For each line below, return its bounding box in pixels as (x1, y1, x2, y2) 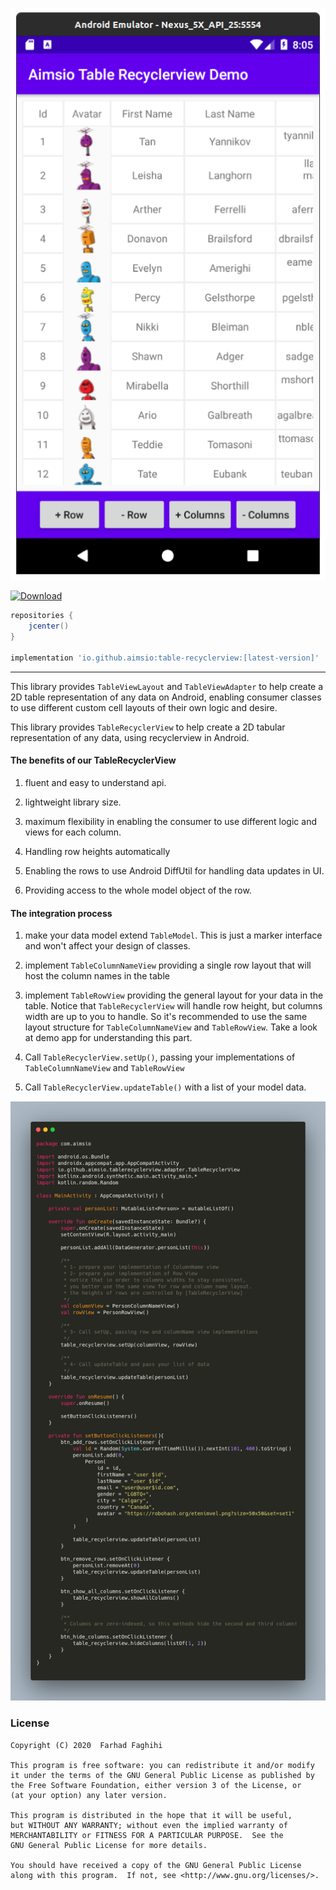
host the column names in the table (24, 970, 170, 982)
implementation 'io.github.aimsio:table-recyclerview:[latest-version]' (10, 653, 320, 663)
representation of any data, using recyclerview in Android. (10, 731, 250, 743)
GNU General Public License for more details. (10, 1840, 208, 1850)
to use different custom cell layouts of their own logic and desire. (10, 701, 278, 713)
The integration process (10, 907, 113, 919)
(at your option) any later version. (10, 1790, 168, 1800)
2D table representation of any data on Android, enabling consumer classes (10, 691, 322, 703)
